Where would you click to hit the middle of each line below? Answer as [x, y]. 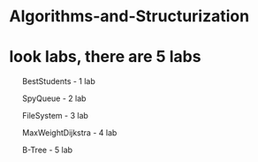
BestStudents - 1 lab [58, 81]
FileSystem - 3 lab [55, 116]
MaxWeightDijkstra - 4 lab [69, 133]
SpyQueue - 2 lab [54, 98]
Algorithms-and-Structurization [129, 16]
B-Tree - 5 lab [47, 150]
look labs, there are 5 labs [105, 57]
